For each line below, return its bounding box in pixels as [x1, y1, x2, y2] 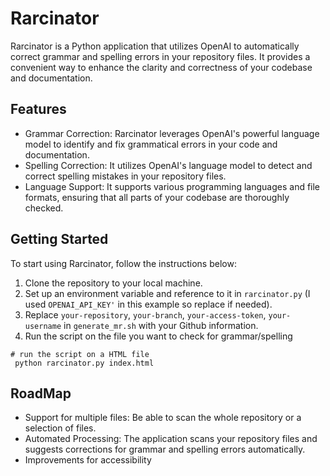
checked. [24, 202, 64, 214]
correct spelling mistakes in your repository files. [24, 170, 227, 182]
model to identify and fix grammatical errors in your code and [24, 138, 278, 150]
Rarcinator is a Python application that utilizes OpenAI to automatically [10, 40, 300, 52]
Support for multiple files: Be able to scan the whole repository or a [24, 412, 302, 424]
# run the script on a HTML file [10, 349, 150, 359]
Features [10, 101, 67, 118]
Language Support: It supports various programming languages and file [24, 180, 321, 192]
